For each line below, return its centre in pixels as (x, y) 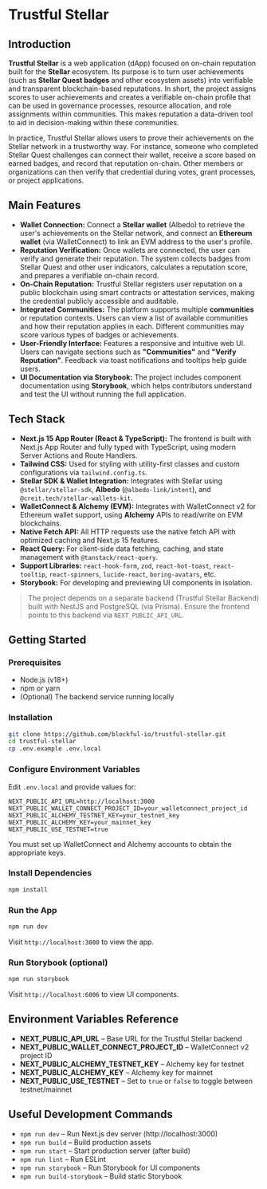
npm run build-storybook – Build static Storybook (101, 1176)
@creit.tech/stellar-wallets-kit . (76, 498)
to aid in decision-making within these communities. (94, 122)
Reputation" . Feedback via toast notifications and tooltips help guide (133, 360)
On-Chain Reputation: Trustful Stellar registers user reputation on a (131, 284)
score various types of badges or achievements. (99, 335)
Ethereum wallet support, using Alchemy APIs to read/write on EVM (131, 514)
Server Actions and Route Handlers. (79, 455)
